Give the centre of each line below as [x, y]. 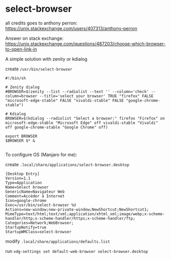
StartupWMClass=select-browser [38, 232]
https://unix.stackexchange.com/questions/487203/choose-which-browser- [85, 43]
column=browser [21, 96]
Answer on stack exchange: [34, 38]
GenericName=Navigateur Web [35, 192]
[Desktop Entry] [22, 174]
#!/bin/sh [16, 78]
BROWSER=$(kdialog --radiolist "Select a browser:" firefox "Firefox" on [85, 118]
